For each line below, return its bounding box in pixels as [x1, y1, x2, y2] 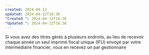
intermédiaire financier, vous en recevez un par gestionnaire [5, 44, 126, 50]
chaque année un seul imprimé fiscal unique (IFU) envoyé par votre [5, 39, 141, 45]
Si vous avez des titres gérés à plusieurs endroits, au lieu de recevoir [5, 34, 144, 40]
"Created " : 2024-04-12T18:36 [5, 16, 67, 21]
